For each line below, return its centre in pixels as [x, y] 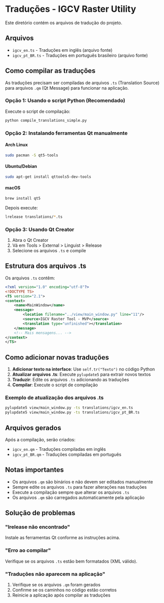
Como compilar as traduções [50, 71]
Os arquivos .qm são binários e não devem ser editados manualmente [82, 482]
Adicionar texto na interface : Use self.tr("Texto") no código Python [83, 369]
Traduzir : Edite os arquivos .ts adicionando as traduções [71, 380]
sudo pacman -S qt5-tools [32, 155]
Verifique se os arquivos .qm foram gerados [56, 585]
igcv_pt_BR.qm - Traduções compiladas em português [67, 454]
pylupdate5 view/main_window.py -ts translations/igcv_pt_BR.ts [72, 412]
